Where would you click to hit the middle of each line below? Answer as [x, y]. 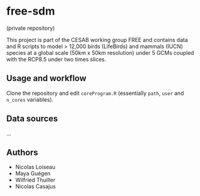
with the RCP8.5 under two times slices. [56, 59]
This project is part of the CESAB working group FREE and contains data [97, 40]
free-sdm [31, 11]
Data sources [32, 119]
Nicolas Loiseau [35, 167]
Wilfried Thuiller [35, 180]
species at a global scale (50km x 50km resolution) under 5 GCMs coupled [100, 52]
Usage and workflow [46, 78]
